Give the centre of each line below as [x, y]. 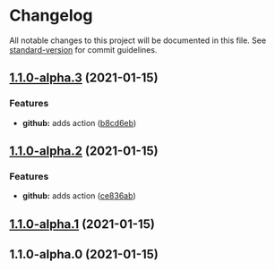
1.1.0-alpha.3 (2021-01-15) [84, 78]
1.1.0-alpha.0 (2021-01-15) [84, 254]
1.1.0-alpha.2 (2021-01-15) [84, 152]
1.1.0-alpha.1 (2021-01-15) [82, 224]
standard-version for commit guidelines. [83, 49]
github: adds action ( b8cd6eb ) [79, 122]
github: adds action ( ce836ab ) [79, 196]
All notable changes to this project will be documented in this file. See [138, 40]
